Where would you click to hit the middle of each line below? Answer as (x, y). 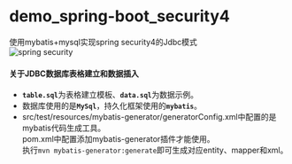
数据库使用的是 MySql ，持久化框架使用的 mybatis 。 (111, 106)
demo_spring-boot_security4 (119, 16)
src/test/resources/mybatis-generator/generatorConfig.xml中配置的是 (149, 117)
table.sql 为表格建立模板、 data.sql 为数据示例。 (110, 95)
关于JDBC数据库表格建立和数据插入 (74, 74)
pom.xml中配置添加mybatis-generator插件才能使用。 (118, 139)
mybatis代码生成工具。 (64, 128)
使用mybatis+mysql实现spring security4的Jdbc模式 (103, 42)
